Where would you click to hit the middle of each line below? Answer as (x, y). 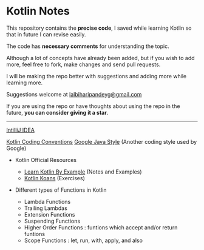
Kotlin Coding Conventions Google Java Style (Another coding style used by (102, 141)
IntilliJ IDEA (21, 130)
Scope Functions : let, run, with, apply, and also (83, 240)
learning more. (25, 83)
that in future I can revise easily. (46, 34)
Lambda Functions (47, 201)
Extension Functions (49, 214)
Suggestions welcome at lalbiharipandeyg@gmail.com (74, 94)
